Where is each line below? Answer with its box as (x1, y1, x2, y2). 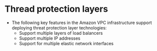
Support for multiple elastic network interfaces (19, 40, 114, 46)
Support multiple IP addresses (19, 35, 81, 41)
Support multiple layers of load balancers (19, 30, 103, 36)
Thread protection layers (4, 3, 108, 15)
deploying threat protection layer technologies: (11, 25, 107, 30)
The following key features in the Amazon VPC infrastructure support (11, 20, 152, 25)
